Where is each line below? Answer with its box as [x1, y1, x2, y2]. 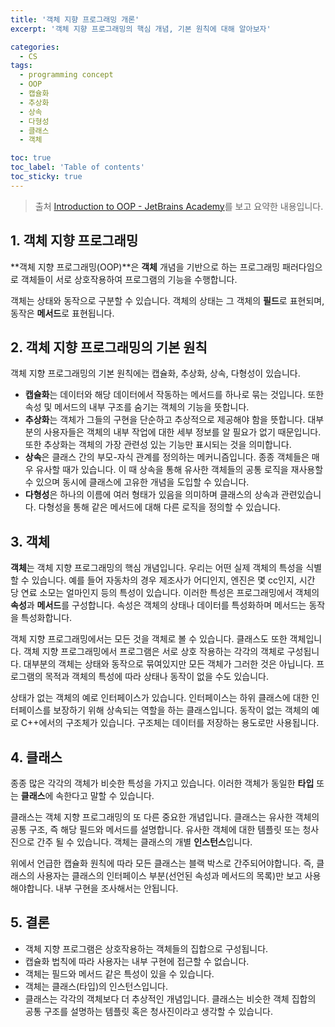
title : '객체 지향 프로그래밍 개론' [10, 14, 140, 25]
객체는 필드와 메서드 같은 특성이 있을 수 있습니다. [24, 967, 215, 980]
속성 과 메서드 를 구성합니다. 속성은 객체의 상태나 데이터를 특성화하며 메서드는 [10, 599, 307, 611]
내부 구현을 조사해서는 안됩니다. [55, 882, 179, 894]
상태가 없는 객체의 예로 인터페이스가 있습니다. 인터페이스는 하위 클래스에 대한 [10, 692, 310, 704]
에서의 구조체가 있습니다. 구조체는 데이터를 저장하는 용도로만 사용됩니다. [38, 717, 320, 729]
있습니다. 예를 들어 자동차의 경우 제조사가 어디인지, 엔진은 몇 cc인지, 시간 [31, 574, 316, 586]
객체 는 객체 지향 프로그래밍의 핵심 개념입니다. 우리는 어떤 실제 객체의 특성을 [10, 562, 304, 574]
